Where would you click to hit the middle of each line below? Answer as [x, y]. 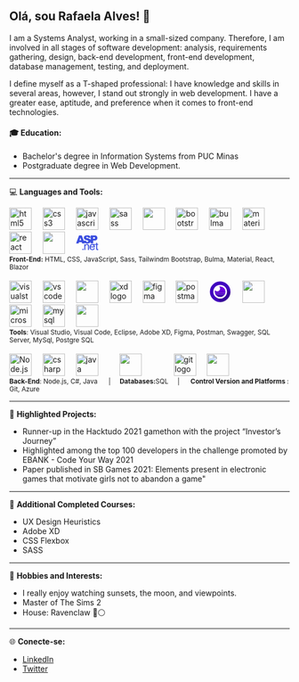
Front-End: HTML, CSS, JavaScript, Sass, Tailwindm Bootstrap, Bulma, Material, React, [142, 259]
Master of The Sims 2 [61, 603]
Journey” [39, 441]
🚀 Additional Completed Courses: [73, 505]
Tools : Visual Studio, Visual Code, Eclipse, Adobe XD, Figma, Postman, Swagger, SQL [140, 333]
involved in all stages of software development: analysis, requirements [138, 47]
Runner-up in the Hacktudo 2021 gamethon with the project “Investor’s [151, 431]
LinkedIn [38, 660]
